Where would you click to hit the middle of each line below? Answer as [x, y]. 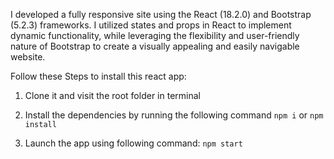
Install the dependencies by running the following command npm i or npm [174, 115]
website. [28, 57]
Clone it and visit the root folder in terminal [112, 95]
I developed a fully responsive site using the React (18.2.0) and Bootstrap [161, 14]
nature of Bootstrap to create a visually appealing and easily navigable [155, 46]
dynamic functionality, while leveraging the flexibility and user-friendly [155, 35]
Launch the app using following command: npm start [133, 143]
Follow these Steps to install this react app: [98, 76]
